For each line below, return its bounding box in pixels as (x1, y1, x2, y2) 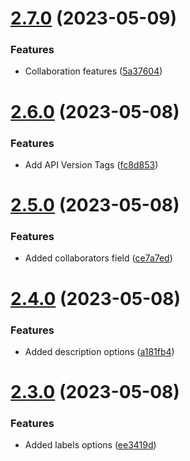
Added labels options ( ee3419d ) (24, 439, 157, 451)
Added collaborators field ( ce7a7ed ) (24, 252, 173, 264)
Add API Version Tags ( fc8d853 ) (24, 158, 159, 171)
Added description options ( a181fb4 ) (24, 345, 175, 357)
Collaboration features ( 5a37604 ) (24, 65, 163, 77)
